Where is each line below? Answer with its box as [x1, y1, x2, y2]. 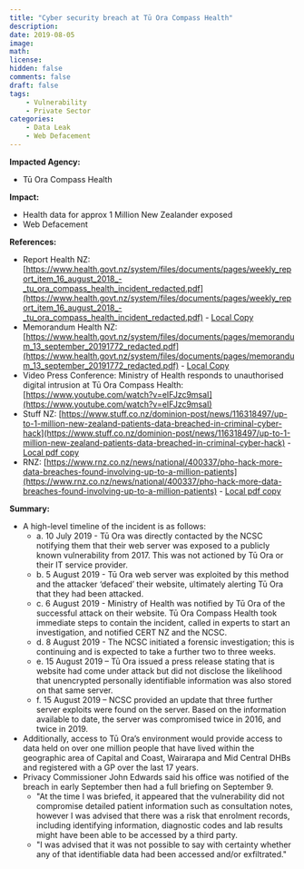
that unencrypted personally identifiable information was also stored [35, 675, 292, 686]
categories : [9, 114, 54, 123]
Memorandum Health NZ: [22, 321, 118, 332]
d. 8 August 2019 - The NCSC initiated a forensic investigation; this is [35, 637, 295, 647]
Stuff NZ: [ [22, 408, 62, 419]
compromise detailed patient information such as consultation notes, [35, 800, 293, 811]
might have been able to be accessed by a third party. [35, 829, 239, 840]
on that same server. [35, 685, 113, 696]
